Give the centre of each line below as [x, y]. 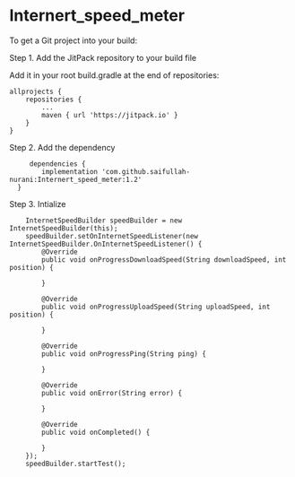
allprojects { [36, 91]
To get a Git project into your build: [73, 40]
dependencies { [58, 164]
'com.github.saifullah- [146, 171]
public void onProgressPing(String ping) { [124, 354]
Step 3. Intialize [38, 204]
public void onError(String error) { [112, 393]
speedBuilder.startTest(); [76, 464]
